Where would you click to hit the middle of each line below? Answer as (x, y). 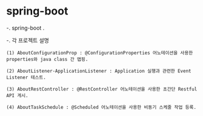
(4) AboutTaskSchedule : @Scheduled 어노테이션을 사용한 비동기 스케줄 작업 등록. (101, 107)
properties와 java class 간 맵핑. (47, 59)
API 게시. (17, 95)
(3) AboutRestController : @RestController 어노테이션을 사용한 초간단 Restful (102, 89)
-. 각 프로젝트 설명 (28, 40)
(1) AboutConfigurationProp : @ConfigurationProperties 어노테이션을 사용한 (100, 53)
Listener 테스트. (26, 77)
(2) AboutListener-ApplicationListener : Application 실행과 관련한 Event (99, 71)
